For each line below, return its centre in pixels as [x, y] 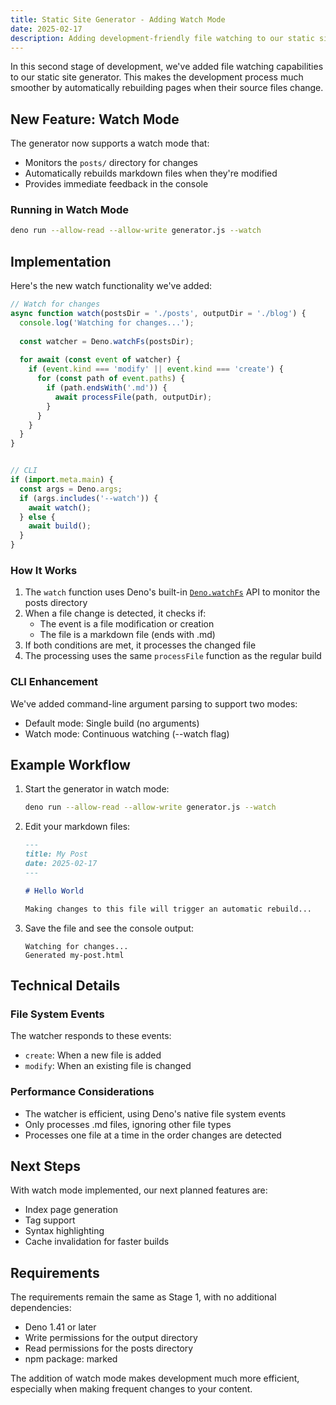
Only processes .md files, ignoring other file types [128, 1124]
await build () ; [60, 526]
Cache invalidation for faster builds [97, 1242]
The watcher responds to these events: [91, 1036]
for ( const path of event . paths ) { [111, 379]
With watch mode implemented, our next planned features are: [139, 1190]
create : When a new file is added [93, 1055]
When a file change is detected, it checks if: [115, 613]
